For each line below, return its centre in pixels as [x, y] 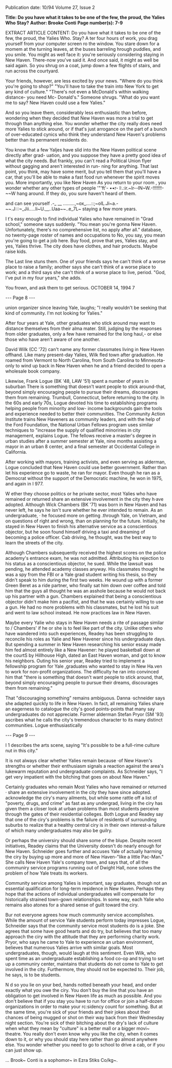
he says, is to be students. [33, 975]
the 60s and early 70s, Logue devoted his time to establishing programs [81, 403]
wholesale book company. [33, 371]
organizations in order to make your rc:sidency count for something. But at [84, 1006]
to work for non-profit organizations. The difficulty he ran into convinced [82, 672]
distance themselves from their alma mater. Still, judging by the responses [84, 328]
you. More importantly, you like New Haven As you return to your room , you [86, 182]
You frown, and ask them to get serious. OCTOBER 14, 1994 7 [70, 288]
